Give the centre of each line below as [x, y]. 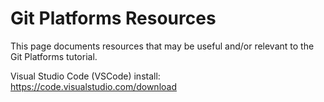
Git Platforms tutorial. [54, 56]
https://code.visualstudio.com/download [93, 86]
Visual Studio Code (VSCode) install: [85, 76]
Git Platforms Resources [113, 18]
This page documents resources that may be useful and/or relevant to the [162, 46]
